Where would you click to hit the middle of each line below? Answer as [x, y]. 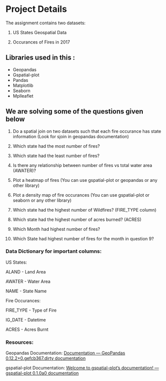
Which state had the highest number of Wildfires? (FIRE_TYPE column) [84, 210]
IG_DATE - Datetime [26, 320]
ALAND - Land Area [26, 272]
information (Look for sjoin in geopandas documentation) [71, 136]
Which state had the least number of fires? [56, 156]
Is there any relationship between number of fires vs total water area [83, 165]
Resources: [20, 342]
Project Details [36, 9]
